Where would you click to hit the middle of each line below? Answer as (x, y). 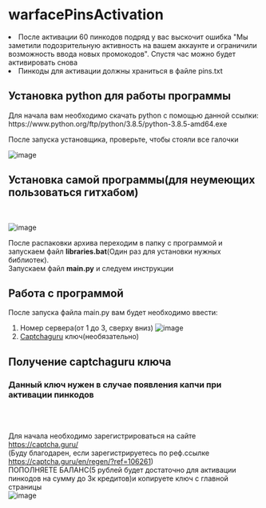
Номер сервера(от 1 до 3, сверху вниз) (87, 328)
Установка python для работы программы (120, 96)
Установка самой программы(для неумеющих (132, 180)
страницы (25, 487)
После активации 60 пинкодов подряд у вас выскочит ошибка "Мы (134, 37)
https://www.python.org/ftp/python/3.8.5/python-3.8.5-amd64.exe (118, 124)
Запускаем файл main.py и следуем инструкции (91, 268)
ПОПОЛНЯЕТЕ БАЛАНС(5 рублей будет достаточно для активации (123, 470)
